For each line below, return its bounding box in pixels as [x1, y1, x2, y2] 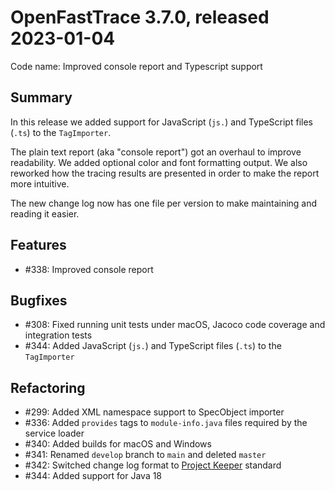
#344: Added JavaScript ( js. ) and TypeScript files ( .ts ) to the [24, 340, 282, 352]
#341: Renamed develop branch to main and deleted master [24, 449, 267, 461]
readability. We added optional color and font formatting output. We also [10, 156, 308, 168]
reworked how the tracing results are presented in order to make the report [10, 167, 320, 179]
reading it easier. [10, 207, 80, 220]
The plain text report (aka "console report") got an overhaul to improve [10, 146, 302, 158]
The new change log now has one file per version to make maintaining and [10, 197, 318, 209]
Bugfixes [10, 292, 68, 309]
